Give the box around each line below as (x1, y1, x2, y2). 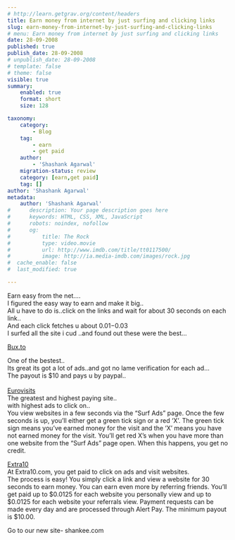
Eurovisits (7, 386, 36, 395)
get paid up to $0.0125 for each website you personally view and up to (7, 490, 212, 498)
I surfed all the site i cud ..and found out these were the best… (7, 329, 188, 337)
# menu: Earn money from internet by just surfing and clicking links (7, 30, 219, 37)
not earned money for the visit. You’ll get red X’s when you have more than (7, 431, 224, 440)
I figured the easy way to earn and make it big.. (7, 299, 144, 307)
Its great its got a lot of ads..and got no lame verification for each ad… (7, 364, 210, 372)
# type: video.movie (7, 239, 96, 247)
